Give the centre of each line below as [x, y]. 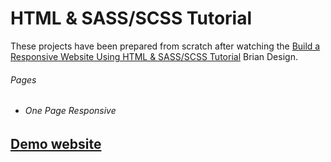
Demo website [56, 143]
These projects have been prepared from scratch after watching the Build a [165, 46]
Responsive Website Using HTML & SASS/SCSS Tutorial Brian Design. [154, 56]
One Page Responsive [70, 111]
